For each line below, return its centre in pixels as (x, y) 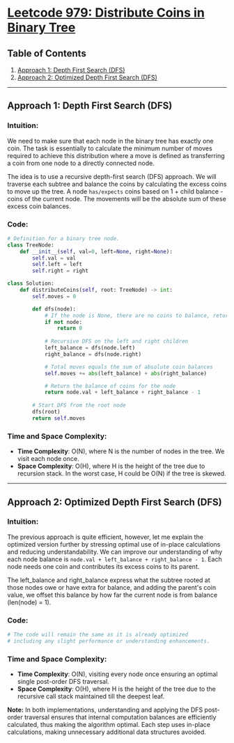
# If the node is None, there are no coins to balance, (127, 315)
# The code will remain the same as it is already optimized (98, 635)
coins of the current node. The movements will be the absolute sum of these (117, 198)
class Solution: (31, 283)
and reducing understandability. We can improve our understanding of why (115, 552)
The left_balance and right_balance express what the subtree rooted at (109, 580)
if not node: (63, 322)
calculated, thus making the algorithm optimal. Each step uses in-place (109, 725)
